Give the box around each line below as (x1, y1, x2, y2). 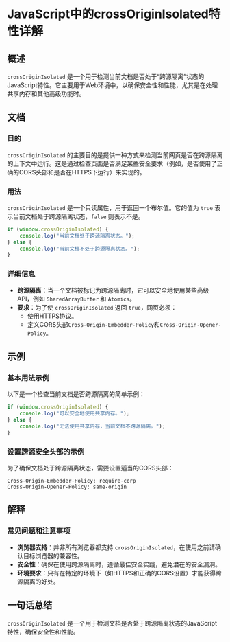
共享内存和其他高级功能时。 (7, 90, 86, 98)
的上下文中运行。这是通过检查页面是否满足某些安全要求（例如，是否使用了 (7, 159, 217, 168)
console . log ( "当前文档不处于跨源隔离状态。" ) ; (19, 245, 140, 252)
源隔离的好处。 (16, 577, 60, 586)
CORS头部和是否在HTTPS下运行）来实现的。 (18, 168, 146, 176)
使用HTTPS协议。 (27, 312, 77, 320)
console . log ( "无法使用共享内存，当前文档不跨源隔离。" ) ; (19, 423, 166, 430)
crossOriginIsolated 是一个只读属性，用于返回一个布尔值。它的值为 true (7, 203, 214, 211)
